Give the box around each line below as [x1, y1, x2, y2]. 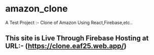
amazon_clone [5, 3, 68, 14]
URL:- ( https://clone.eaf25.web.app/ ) [5, 42, 127, 50]
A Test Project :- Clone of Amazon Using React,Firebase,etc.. [5, 19, 133, 25]
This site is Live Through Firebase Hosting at [5, 34, 149, 42]
